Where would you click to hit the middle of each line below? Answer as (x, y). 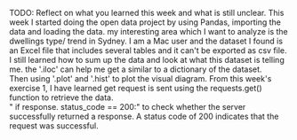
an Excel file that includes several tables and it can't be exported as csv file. (148, 51)
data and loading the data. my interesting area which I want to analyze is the (149, 31)
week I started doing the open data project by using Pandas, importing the (145, 22)
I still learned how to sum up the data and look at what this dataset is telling (147, 60)
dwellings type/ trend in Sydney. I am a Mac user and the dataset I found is (146, 41)
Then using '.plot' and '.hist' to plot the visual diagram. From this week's (140, 78)
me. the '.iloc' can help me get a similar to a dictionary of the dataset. (136, 69)
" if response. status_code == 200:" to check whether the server (128, 107)
